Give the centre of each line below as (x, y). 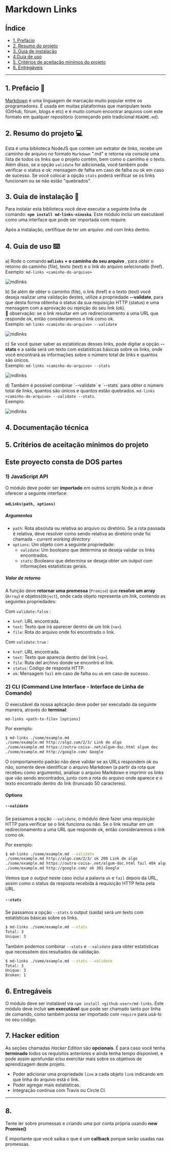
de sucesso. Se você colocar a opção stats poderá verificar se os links (80, 175)
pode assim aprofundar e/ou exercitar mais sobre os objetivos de (74, 1059)
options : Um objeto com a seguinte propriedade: (64, 545)
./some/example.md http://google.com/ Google (54, 752)
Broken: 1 (16, 975)
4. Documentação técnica (47, 427)
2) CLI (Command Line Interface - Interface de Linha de (75, 687)
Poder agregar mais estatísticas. (46, 1085)
